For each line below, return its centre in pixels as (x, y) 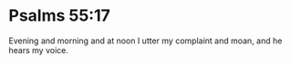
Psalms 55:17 (60, 16)
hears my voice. (39, 50)
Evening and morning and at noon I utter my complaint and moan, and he (145, 41)
